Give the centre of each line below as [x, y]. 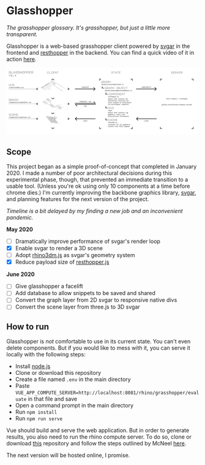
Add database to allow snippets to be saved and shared [85, 293]
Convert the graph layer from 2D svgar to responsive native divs [96, 300]
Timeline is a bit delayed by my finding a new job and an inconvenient [95, 211]
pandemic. [20, 217]
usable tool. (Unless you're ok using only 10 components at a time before [98, 186]
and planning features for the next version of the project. [78, 199]
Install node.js [33, 366]
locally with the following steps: [46, 355]
